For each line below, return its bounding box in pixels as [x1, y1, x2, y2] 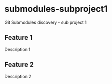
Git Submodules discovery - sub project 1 [4, 19, 87, 25]
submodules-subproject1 [4, 3, 108, 15]
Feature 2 [4, 61, 34, 69]
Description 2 [4, 73, 32, 79]
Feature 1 [4, 34, 32, 42]
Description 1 [4, 46, 31, 52]
